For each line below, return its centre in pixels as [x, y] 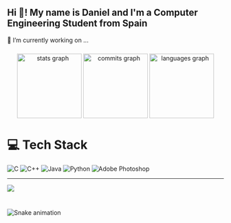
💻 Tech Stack [47, 145]
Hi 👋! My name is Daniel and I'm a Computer [102, 13]
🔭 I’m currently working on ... [48, 40]
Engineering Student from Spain [77, 24]
